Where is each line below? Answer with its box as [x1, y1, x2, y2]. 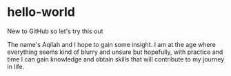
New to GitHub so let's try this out [7, 27, 103, 35]
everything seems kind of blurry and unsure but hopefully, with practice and [7, 48, 223, 56]
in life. [7, 62, 25, 70]
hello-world [7, 4, 76, 20]
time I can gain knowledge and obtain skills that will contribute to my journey [7, 55, 225, 63]
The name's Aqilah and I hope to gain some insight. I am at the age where [7, 40, 216, 48]
